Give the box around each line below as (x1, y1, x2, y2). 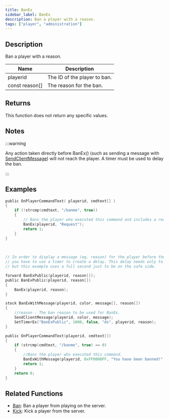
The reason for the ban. (47, 82, 103, 89)
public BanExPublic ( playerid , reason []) (5, 278, 92, 283)
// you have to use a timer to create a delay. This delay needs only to (5, 260, 163, 265)
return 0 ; (14, 371, 35, 376)
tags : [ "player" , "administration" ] (5, 21, 82, 27)
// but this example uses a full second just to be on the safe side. (5, 264, 156, 269)
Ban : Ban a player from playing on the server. (12, 403, 106, 409)
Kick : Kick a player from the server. (12, 408, 86, 414)
